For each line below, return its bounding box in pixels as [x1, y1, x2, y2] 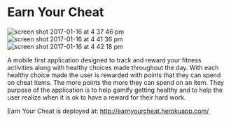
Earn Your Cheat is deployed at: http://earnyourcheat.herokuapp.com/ [7, 107, 209, 115]
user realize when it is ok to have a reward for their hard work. [7, 93, 186, 102]
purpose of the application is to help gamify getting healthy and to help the [7, 86, 223, 94]
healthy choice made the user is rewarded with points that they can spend [7, 71, 221, 79]
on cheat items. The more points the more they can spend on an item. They [7, 78, 225, 86]
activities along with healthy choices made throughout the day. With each [7, 63, 219, 72]
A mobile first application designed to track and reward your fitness [7, 55, 202, 64]
